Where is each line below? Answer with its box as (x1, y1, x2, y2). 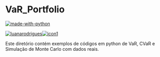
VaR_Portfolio (5, 4, 65, 15)
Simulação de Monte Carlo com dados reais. (5, 46, 99, 52)
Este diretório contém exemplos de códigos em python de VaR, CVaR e (5, 40, 155, 47)
